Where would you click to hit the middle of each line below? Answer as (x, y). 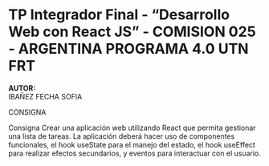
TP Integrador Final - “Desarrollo (119, 15)
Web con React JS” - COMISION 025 (132, 32)
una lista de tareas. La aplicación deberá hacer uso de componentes (122, 136)
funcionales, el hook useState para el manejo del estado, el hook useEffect (132, 144)
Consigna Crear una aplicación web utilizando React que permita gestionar (132, 128)
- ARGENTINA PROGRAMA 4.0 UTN (128, 49)
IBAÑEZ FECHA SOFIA (45, 96)
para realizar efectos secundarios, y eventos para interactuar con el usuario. (134, 153)
